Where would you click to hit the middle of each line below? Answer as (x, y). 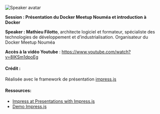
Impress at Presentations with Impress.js (54, 101)
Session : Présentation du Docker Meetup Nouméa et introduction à (76, 17)
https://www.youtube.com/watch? (96, 52)
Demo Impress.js (29, 107)
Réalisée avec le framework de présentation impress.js (61, 79)
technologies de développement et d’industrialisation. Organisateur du (77, 37)
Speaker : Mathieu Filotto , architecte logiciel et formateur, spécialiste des (80, 32)
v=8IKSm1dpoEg (22, 57)
